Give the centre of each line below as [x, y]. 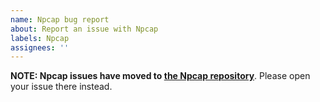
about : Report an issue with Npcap [84, 29]
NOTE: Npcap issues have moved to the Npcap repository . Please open [160, 76]
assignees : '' [40, 47]
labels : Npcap [40, 38]
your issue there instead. [61, 87]
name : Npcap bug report [60, 19]
